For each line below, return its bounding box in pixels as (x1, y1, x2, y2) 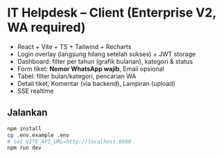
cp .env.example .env (7, 132, 70, 139)
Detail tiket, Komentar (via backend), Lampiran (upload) (17, 79, 175, 87)
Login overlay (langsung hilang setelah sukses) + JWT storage (17, 50, 196, 58)
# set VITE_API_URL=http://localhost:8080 (7, 138, 132, 145)
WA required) (7, 19, 86, 35)
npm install (7, 125, 42, 132)
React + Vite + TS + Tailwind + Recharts (17, 42, 132, 51)
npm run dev (7, 144, 42, 152)
